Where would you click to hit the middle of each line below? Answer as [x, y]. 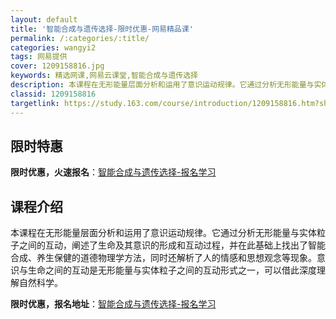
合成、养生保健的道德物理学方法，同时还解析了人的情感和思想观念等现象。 [163, 258]
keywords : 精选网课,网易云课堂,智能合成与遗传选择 [104, 76]
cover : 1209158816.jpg [57, 66]
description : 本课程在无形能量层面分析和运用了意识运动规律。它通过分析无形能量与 [162, 85]
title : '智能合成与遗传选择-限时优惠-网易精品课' [102, 29]
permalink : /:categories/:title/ [80, 38]
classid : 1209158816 [53, 94]
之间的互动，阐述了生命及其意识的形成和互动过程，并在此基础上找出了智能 [172, 245]
